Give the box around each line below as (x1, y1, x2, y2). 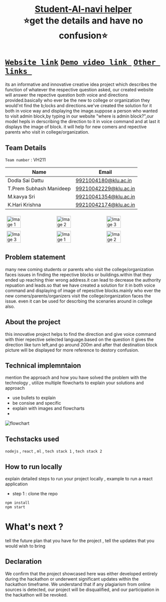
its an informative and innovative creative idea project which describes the (5, 81, 157, 88)
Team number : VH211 (5, 156, 46, 162)
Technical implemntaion (5, 361, 81, 370)
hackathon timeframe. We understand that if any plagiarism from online (5, 581, 151, 587)
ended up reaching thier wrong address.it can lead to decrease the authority (5, 277, 161, 283)
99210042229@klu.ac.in (75, 185, 135, 192)
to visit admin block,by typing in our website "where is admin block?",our (5, 113, 154, 119)
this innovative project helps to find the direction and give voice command (5, 331, 156, 337)
